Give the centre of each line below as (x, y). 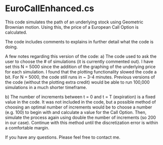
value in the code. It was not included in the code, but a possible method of (81, 102)
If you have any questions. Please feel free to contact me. (63, 137)
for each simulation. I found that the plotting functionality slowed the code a (81, 72)
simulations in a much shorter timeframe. (46, 87)
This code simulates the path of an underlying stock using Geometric (74, 22)
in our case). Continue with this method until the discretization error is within (81, 123)
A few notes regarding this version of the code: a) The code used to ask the (81, 56)
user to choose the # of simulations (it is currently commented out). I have (79, 61)
